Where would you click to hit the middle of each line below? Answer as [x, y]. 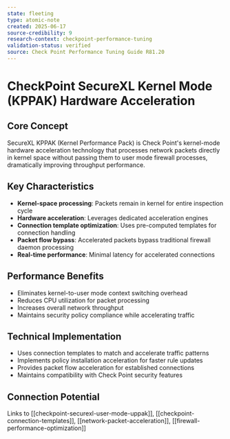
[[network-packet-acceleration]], [124, 421]
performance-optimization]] [46, 428]
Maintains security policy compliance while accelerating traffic [106, 315]
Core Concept [38, 126]
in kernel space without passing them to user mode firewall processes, [107, 157]
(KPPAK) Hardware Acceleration [101, 101]
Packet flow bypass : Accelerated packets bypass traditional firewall [114, 240]
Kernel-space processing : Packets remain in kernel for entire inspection [120, 203]
